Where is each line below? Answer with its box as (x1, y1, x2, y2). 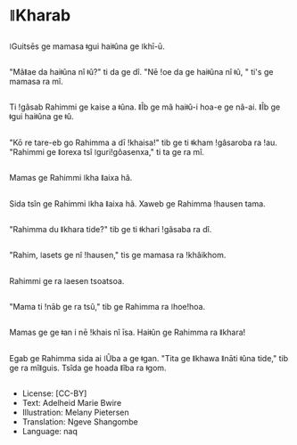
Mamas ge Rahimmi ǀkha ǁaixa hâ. (9, 173, 133, 183)
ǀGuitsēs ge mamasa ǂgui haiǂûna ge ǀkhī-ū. (9, 41, 165, 52)
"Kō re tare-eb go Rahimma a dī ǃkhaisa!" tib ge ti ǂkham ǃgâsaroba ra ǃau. (9, 137, 278, 148)
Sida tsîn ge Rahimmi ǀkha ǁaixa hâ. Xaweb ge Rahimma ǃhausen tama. (9, 198, 266, 209)
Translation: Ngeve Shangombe (21, 417, 138, 427)
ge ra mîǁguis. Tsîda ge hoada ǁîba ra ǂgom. (9, 362, 167, 373)
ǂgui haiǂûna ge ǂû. (9, 111, 74, 122)
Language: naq (21, 426, 78, 437)
